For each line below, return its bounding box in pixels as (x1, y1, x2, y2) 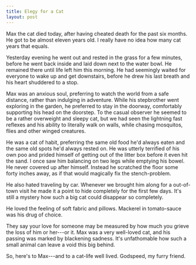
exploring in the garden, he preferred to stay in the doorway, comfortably (6, 102, 183, 109)
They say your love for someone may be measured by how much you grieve (6, 222, 190, 229)
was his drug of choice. (6, 211, 63, 218)
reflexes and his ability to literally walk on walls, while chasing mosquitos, (6, 121, 183, 128)
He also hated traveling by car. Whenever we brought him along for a (6, 181, 172, 188)
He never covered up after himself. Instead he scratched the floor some (6, 163, 178, 170)
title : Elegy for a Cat (6, 8, 64, 15)
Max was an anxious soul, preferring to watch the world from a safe (6, 90, 169, 97)
